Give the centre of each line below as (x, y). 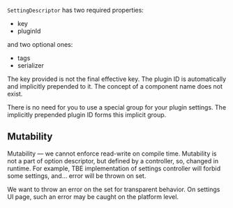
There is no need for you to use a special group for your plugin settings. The (117, 107)
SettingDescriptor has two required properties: (76, 10)
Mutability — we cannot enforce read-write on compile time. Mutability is (112, 154)
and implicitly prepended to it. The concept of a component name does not (115, 86)
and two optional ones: (40, 44)
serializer (30, 65)
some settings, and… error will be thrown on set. (77, 176)
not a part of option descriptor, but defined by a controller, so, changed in (113, 161)
